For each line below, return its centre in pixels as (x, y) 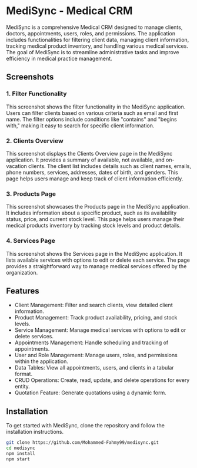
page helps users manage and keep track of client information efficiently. (95, 179)
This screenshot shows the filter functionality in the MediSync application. (96, 107)
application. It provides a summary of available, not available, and (85, 160)
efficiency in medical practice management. (59, 58)
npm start (18, 459)
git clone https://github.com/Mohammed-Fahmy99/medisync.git (83, 443)
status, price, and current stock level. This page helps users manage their (95, 219)
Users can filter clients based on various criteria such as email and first (92, 113)
